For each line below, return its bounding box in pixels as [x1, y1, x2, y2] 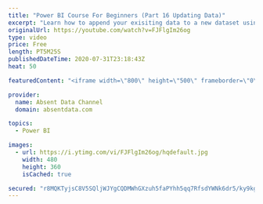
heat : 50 [8, 63, 37, 71]
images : [8, 141, 34, 149]
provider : [8, 91, 41, 99]
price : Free [8, 41, 47, 49]
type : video [8, 33, 47, 42]
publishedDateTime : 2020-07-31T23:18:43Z [8, 56, 146, 64]
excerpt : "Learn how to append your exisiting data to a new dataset [8, 19, 240, 27]
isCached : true [22, 170, 72, 178]
